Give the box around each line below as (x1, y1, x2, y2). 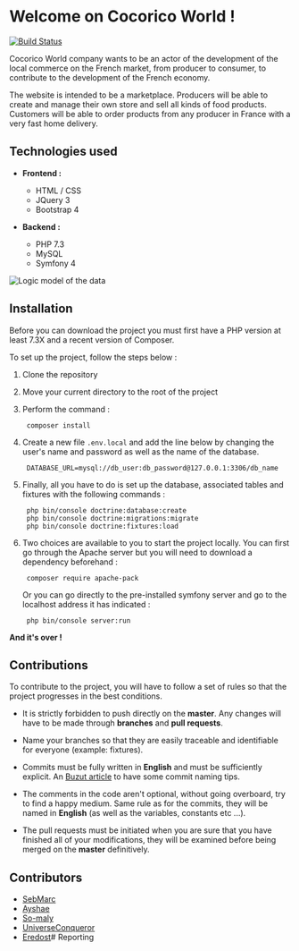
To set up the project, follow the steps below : (9, 352, 178, 362)
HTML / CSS (35, 185, 82, 196)
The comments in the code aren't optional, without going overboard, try (21, 789, 286, 800)
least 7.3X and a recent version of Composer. (9, 334, 175, 345)
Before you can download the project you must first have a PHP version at (9, 325, 281, 335)
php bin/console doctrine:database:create (26, 505, 187, 515)
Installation (9, 301, 73, 317)
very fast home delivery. (9, 118, 98, 129)
